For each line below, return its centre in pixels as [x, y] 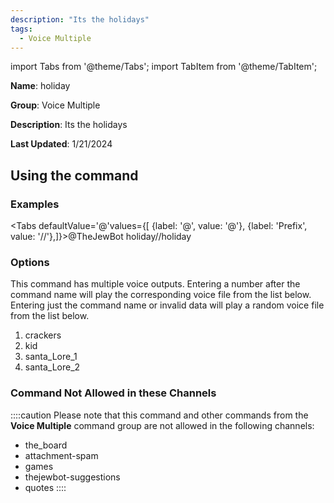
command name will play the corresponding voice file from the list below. [161, 295]
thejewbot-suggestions [72, 477]
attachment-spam [61, 455]
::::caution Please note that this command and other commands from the [159, 415]
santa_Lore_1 [51, 357]
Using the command [74, 175]
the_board [46, 445]
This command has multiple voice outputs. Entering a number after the [155, 284]
